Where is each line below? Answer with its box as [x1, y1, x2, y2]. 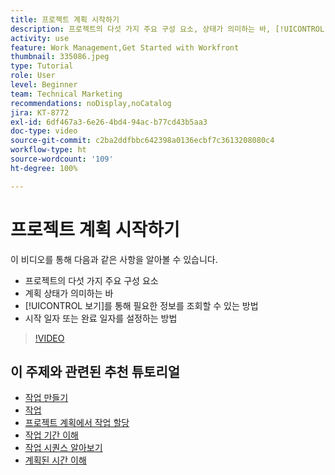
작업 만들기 [24, 392, 69, 404]
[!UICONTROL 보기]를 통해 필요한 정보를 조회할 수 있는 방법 [24, 299, 259, 311]
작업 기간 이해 [24, 429, 79, 441]
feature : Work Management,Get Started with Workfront [10, 42, 240, 53]
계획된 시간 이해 [24, 454, 87, 466]
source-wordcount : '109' [10, 154, 114, 164]
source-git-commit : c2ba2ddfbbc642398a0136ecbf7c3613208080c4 [10, 136, 275, 146]
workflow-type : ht [10, 145, 87, 155]
